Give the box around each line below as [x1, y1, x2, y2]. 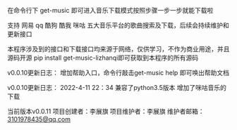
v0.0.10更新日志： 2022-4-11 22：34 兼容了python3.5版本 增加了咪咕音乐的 [7, 84, 227, 91]
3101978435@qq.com [7, 115, 71, 123]
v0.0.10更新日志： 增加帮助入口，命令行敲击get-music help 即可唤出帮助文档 [7, 69, 229, 77]
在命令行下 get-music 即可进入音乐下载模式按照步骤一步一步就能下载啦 [7, 6, 214, 14]
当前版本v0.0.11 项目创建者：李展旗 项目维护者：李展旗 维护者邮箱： [7, 108, 205, 115]
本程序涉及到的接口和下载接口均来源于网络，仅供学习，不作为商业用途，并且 [7, 45, 230, 53]
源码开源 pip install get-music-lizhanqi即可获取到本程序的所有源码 [7, 53, 199, 62]
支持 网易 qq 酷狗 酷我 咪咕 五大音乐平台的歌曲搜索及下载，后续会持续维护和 [7, 21, 229, 30]
